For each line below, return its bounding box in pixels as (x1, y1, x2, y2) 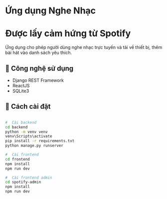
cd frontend (5, 157, 30, 162)
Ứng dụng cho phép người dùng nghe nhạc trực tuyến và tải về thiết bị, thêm (5, 44, 163, 50)
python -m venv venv (5, 129, 48, 134)
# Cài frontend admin (5, 175, 52, 180)
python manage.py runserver (5, 143, 64, 148)
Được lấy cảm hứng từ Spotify (5, 28, 131, 39)
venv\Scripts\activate (5, 134, 52, 139)
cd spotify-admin (5, 180, 41, 185)
